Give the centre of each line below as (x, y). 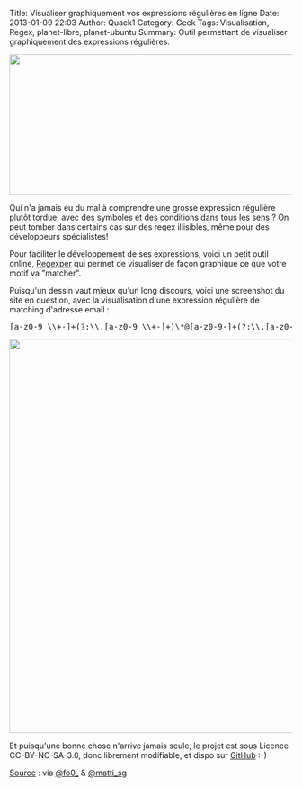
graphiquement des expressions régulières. (90, 41)
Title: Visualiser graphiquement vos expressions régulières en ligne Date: (144, 13)
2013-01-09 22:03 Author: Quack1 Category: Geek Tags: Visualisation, (139, 23)
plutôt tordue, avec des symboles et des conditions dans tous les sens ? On (149, 217)
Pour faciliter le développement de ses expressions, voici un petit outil (139, 254)
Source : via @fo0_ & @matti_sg (68, 773)
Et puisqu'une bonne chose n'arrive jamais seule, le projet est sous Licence (149, 746)
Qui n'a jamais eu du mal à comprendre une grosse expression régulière (142, 208)
